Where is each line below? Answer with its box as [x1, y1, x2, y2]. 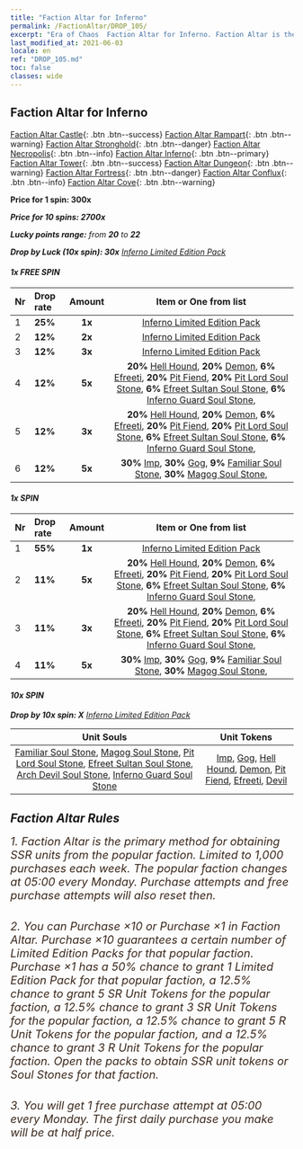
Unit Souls [81, 731, 128, 744]
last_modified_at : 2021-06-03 [10, 38, 124, 48]
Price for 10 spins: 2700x [10, 211, 106, 222]
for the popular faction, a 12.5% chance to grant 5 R [10, 1013, 287, 1028]
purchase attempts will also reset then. [10, 887, 217, 903]
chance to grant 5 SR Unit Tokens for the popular [10, 986, 271, 1001]
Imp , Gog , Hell [216, 752, 277, 764]
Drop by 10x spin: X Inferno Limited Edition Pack [10, 709, 192, 720]
